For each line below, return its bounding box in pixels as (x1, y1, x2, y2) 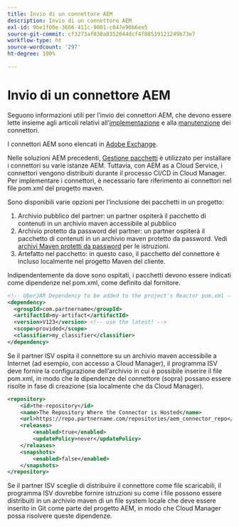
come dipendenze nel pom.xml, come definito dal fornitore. (7, 278, 181, 287)
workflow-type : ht (7, 37, 62, 44)
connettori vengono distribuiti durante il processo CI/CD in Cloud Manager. (7, 168, 227, 177)
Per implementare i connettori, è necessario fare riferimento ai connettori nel (7, 176, 232, 185)
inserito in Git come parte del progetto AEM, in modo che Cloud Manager (7, 504, 221, 513)
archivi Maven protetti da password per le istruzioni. (17, 242, 171, 250)
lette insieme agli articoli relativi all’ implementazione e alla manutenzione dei (7, 118, 231, 127)
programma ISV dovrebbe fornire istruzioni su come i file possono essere (7, 489, 222, 498)
